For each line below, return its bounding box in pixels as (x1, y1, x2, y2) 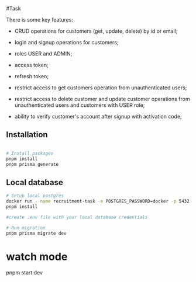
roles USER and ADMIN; (14, 50, 73, 57)
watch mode (6, 250, 68, 263)
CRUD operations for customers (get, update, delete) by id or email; (14, 27, 178, 34)
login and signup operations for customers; (14, 39, 119, 46)
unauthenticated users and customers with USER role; (14, 102, 145, 109)
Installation (6, 130, 48, 140)
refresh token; (14, 73, 49, 79)
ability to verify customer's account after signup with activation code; (14, 113, 183, 120)
